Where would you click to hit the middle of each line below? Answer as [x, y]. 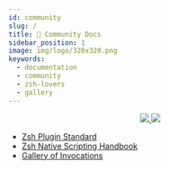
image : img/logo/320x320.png [63, 51]
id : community [35, 17]
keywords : [27, 59]
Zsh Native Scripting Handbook [80, 146]
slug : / [23, 26]
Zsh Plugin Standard [59, 136]
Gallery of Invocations [62, 155]
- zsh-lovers [41, 84]
